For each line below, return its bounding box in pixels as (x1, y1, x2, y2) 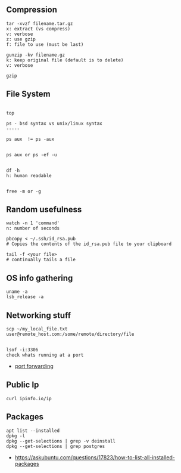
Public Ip (6, 380, 39, 390)
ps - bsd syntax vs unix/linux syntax (6, 120, 102, 126)
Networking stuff (6, 310, 71, 320)
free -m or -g (6, 188, 42, 194)
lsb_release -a (6, 294, 44, 300)
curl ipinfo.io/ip (6, 395, 52, 401)
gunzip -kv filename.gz (6, 52, 65, 58)
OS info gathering (6, 273, 73, 283)
